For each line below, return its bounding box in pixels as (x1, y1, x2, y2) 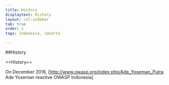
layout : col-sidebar (5, 17, 49, 22)
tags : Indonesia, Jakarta (5, 31, 60, 36)
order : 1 (5, 26, 24, 31)
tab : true (5, 21, 26, 27)
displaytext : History (5, 12, 51, 17)
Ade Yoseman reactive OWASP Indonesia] (5, 74, 94, 80)
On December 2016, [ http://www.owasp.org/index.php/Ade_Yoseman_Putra (5, 69, 164, 75)
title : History (5, 7, 38, 13)
